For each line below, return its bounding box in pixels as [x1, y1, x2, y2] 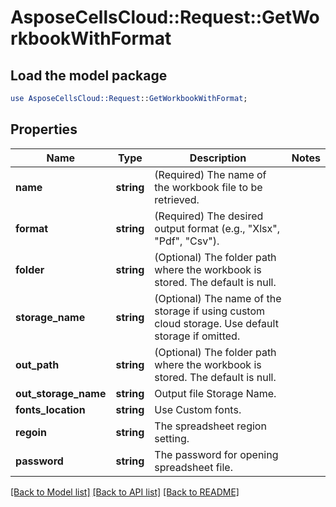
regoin [15, 425, 47, 439]
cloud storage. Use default [154, 316, 279, 330]
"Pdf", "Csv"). [154, 234, 220, 248]
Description [189, 151, 247, 165]
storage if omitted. [154, 329, 241, 343]
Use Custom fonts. [154, 402, 242, 416]
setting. [154, 431, 190, 445]
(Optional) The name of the [154, 291, 282, 305]
